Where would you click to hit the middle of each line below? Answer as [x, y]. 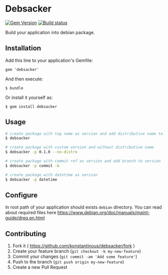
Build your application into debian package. [50, 32]
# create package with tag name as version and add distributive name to [84, 134]
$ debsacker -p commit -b [32, 166]
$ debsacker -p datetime [31, 179]
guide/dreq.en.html [25, 218]
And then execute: [24, 79]
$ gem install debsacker [31, 107]
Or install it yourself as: [29, 97]
